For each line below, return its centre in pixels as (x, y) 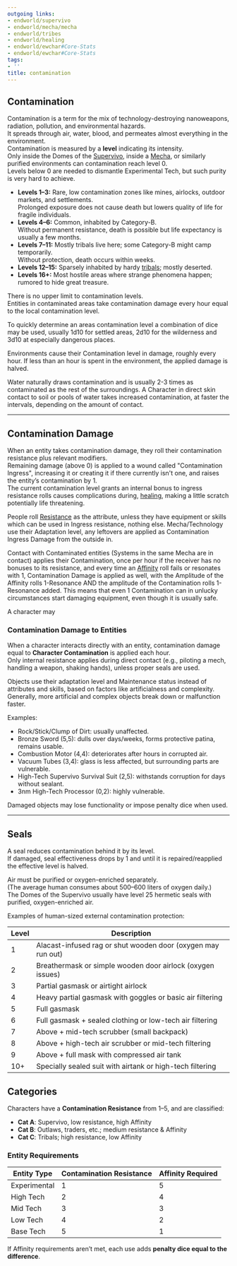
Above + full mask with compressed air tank (109, 1055)
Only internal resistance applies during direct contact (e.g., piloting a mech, (117, 661)
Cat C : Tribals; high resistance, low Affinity (80, 1137)
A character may (31, 612)
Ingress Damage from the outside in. (60, 539)
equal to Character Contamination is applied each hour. (89, 653)
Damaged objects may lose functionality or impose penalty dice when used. (117, 805)
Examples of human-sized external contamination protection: (96, 916)
